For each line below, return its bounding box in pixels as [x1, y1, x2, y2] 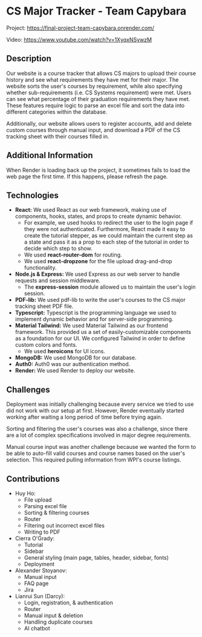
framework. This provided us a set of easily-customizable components [15, 328, 192, 336]
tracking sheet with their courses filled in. [6, 132, 109, 140]
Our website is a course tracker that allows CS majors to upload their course [6, 70, 197, 77]
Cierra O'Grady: [15, 535, 55, 542]
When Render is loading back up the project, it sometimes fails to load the [6, 166, 191, 174]
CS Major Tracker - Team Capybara [6, 4, 187, 18]
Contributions [6, 474, 60, 484]
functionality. [24, 264, 57, 272]
